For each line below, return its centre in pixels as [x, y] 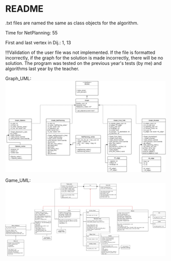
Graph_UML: [18, 78]
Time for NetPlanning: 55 [32, 32]
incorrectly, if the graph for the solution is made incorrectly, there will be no [84, 58]
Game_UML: [18, 180]
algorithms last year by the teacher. [42, 69]
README [24, 9]
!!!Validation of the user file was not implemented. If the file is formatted [80, 52]
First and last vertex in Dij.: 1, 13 [38, 42]
